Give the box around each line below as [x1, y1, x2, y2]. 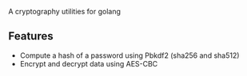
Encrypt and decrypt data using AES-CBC [19, 59, 158, 68]
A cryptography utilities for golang [8, 7, 122, 16]
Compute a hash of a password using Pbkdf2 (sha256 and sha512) [19, 51, 240, 60]
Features [8, 29, 54, 43]
